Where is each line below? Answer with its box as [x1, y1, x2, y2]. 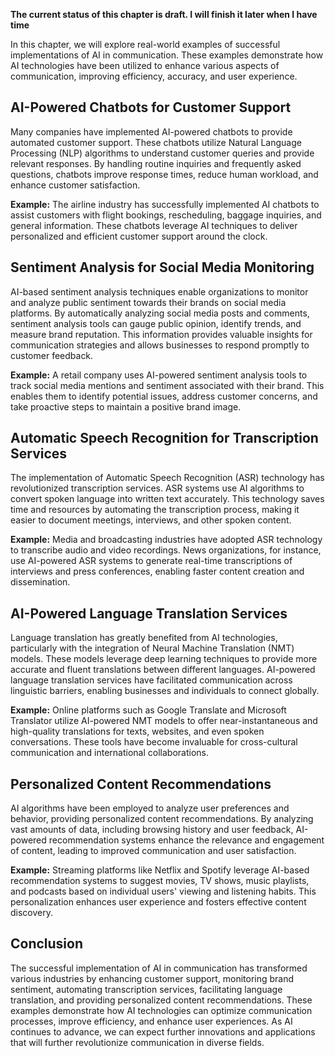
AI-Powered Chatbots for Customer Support [10, 99, 292, 116]
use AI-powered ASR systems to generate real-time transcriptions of [10, 555, 293, 567]
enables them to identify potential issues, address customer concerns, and [10, 390, 318, 402]
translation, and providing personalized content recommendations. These [10, 994, 313, 1006]
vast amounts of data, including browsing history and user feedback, [10, 824, 294, 836]
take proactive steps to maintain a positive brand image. [10, 400, 242, 413]
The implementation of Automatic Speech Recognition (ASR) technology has [10, 472, 325, 484]
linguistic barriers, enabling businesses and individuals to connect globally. [10, 685, 320, 697]
